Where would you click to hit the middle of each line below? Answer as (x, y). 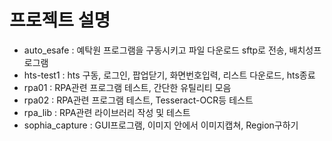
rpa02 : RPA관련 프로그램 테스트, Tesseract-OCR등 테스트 (138, 100)
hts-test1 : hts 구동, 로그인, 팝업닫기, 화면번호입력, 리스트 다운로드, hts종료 (169, 75)
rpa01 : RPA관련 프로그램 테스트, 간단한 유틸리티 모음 (127, 87)
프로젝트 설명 (60, 20)
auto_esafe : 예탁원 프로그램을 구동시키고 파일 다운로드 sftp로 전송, (155, 50)
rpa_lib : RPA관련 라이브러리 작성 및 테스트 (107, 112)
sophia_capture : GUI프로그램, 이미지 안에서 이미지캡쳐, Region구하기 (161, 125)
